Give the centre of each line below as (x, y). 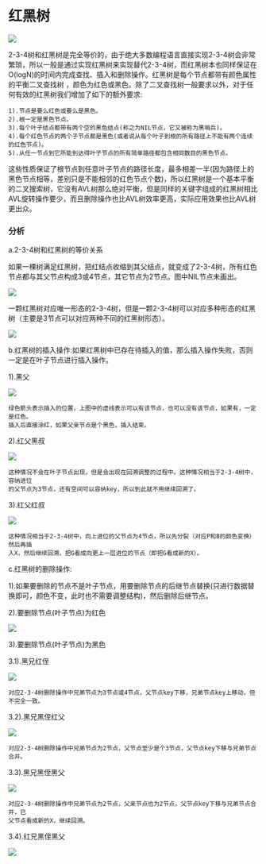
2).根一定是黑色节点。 (40, 119)
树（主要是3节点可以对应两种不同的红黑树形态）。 (89, 318)
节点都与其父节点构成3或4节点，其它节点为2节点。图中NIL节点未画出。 (125, 277)
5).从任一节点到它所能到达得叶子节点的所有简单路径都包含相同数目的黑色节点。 (120, 153)
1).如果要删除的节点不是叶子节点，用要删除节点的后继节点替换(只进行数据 (128, 586)
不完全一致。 (26, 701)
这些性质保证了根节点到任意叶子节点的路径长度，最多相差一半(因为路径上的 (131, 168)
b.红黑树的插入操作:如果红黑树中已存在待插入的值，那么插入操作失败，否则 (131, 350)
